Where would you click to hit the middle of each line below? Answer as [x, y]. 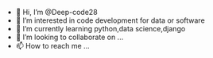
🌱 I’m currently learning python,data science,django [101, 29]
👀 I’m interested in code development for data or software [110, 20]
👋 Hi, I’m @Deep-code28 [56, 12]
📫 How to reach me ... [52, 46]
